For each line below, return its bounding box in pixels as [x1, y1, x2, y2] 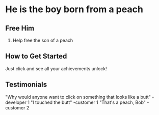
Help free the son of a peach [12, 37, 73, 43]
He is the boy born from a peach [5, 4, 144, 15]
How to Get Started [5, 52, 67, 61]
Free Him [5, 24, 35, 33]
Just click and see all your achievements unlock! [5, 65, 107, 72]
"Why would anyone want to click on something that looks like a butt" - [5, 94, 154, 100]
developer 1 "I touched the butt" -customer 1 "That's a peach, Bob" [5, 99, 146, 105]
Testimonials [5, 80, 47, 89]
